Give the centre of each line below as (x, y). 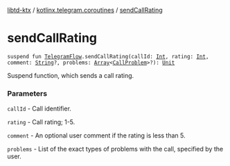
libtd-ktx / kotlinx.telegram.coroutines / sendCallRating (85, 10)
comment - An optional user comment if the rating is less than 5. (96, 135)
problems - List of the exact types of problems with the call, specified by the (115, 149)
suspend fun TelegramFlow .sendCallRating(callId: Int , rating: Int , (108, 56)
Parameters (27, 93)
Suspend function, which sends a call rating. (71, 75)
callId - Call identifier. (39, 109)
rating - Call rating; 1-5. (41, 122)
